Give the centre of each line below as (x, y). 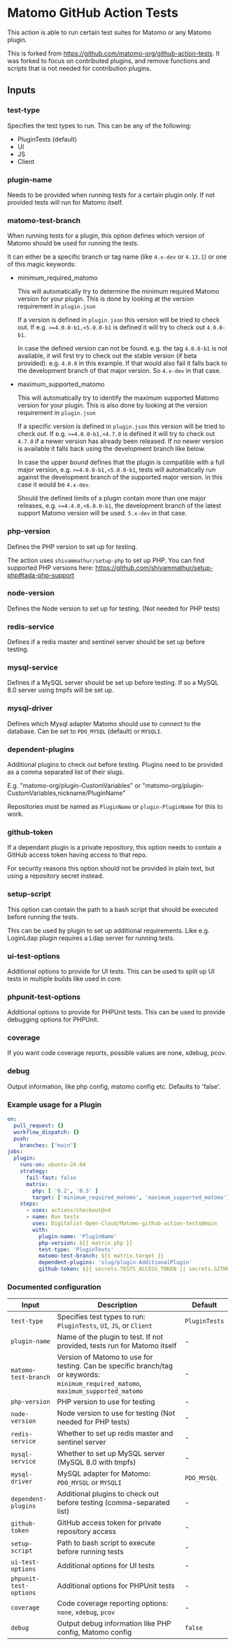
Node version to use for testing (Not (116, 1413)
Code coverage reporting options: (113, 1603)
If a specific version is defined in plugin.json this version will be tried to (121, 426)
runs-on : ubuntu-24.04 (53, 1165)
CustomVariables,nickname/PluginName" (66, 793)
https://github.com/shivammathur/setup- (154, 567)
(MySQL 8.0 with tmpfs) (97, 1462)
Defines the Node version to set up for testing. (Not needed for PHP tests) (114, 608)
